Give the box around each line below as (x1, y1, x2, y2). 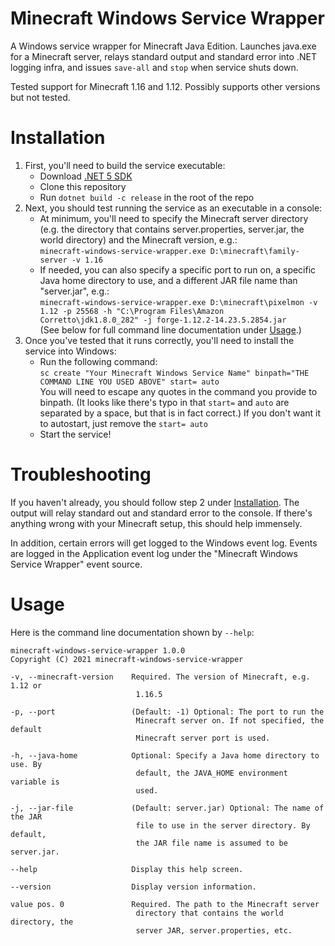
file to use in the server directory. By (135, 820, 311, 831)
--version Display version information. (10, 882, 257, 892)
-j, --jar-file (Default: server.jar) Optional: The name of (10, 803, 325, 813)
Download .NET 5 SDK (39, 170, 133, 182)
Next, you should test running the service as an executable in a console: (24, 202, 323, 214)
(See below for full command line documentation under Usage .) (39, 323, 302, 336)
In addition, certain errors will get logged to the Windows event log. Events (10, 537, 318, 549)
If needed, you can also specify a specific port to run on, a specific (39, 263, 317, 276)
